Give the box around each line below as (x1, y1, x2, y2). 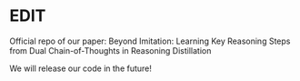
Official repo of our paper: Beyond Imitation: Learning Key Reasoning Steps (9, 35, 291, 46)
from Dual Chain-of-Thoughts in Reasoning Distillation (9, 45, 212, 56)
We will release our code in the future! (9, 63, 153, 74)
